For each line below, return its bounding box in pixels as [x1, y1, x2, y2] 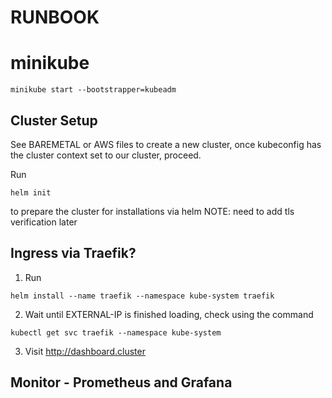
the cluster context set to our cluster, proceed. [10, 149, 202, 161]
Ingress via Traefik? [10, 245, 137, 262]
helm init [10, 187, 52, 198]
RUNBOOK [10, 6, 100, 29]
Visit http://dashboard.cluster [24, 345, 146, 357]
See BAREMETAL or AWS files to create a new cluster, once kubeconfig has [10, 138, 322, 150]
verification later [10, 216, 78, 228]
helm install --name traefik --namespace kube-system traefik [10, 291, 275, 301]
